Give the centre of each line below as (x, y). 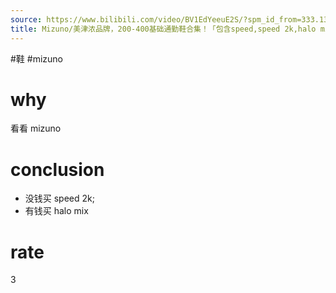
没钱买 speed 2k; (59, 198)
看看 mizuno (36, 128)
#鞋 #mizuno (36, 58)
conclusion (57, 169)
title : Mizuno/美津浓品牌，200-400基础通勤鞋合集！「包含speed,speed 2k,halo (163, 29)
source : (26, 19)
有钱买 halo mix (56, 211)
